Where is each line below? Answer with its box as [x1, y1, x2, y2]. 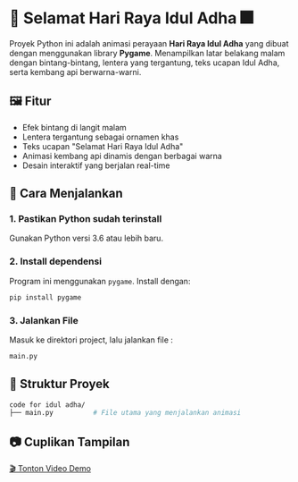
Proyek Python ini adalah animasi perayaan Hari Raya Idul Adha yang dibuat [9, 38, 289, 48]
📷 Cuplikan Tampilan [9, 434, 130, 450]
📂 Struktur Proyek [9, 376, 110, 392]
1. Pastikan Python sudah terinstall [9, 213, 162, 225]
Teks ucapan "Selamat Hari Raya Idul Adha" [21, 140, 184, 151]
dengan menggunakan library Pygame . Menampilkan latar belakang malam [9, 47, 286, 58]
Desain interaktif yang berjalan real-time [21, 160, 170, 171]
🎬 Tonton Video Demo [9, 463, 92, 474]
